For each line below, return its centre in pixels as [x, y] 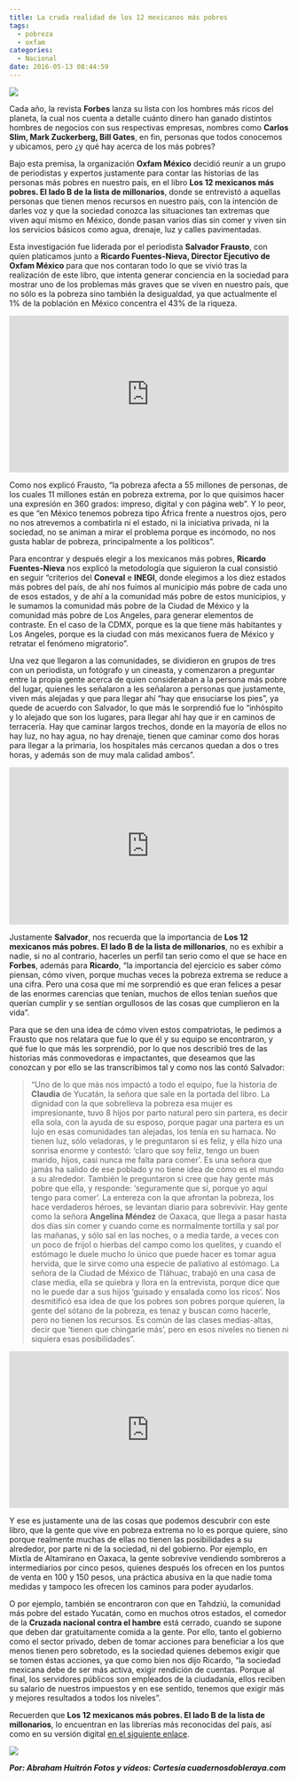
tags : [19, 26]
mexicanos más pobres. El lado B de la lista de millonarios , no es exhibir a [146, 946]
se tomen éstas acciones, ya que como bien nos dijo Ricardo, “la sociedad [145, 1661]
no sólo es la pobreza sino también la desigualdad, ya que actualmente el [143, 293]
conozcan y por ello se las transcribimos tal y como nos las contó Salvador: [147, 1067]
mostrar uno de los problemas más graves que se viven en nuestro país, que [149, 284]
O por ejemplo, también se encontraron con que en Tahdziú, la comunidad [145, 1604]
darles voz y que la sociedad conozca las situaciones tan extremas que [140, 210]
